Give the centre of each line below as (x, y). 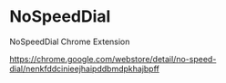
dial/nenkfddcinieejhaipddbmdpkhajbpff (84, 69)
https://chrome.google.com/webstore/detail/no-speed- (113, 59)
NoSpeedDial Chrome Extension (70, 41)
